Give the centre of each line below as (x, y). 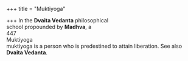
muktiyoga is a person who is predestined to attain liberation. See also (94, 46)
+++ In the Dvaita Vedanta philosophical (57, 20)
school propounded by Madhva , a (49, 27)
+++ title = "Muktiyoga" (36, 9)
